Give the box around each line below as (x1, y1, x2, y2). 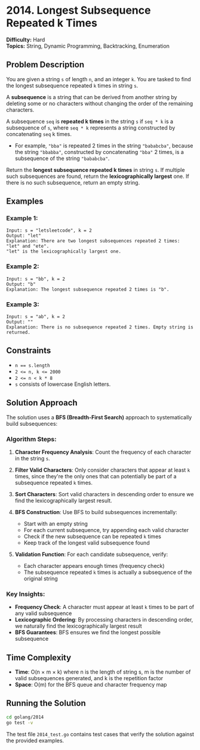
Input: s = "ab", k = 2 (6, 314, 66, 320)
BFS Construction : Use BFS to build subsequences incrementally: (14, 508, 177, 515)
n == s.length (14, 362, 50, 368)
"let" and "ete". (6, 243, 50, 250)
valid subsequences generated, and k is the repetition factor (14, 675, 164, 682)
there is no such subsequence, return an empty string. (6, 179, 140, 186)
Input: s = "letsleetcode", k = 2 (6, 228, 93, 233)
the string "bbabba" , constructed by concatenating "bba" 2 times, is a (14, 148, 184, 155)
